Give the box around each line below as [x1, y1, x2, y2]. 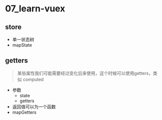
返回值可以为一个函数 [12, 104, 56, 110]
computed [23, 76, 44, 82]
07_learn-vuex [5, 3, 65, 14]
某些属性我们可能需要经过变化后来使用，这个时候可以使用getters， [17, 70, 153, 76]
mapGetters [12, 109, 37, 115]
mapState [12, 42, 32, 48]
